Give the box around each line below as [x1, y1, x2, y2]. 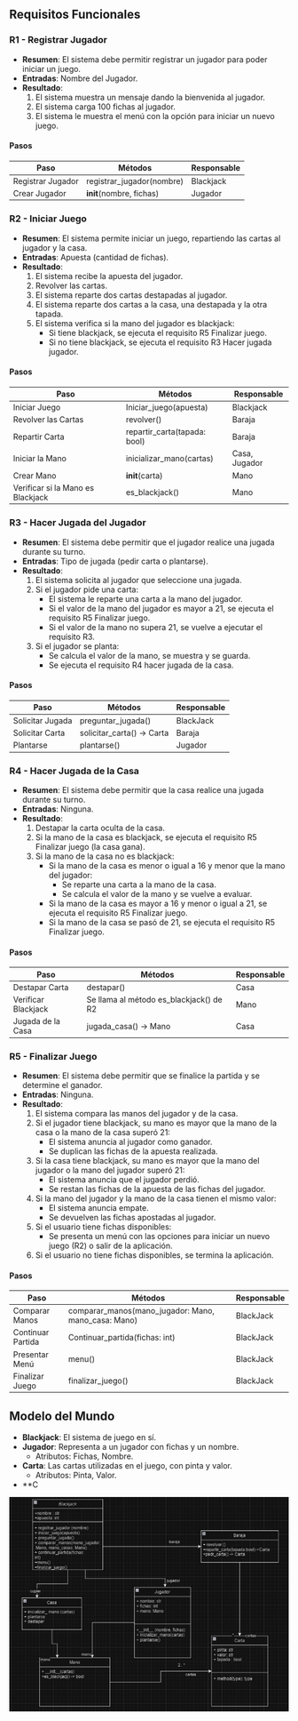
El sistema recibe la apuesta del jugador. [35, 270, 184, 281]
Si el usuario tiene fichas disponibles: [35, 1221, 172, 1232]
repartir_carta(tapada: [125, 427, 206, 437]
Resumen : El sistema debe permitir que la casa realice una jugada [21, 784, 264, 795]
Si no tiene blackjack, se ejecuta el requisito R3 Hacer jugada [48, 337, 272, 348]
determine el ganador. [21, 1080, 104, 1091]
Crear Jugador [12, 188, 67, 198]
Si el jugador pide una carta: [35, 584, 139, 595]
